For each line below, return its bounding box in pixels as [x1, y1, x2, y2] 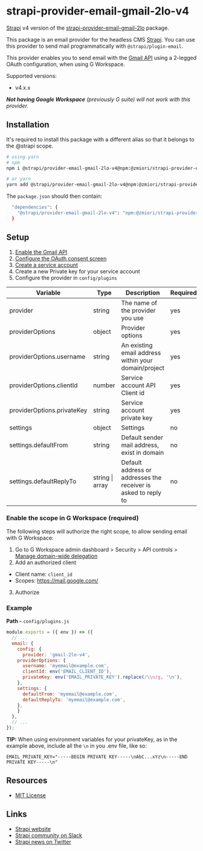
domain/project [121, 364, 165, 372]
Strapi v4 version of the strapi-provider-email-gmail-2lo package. [6, 24, 169, 31]
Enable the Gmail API [14, 248, 68, 255]
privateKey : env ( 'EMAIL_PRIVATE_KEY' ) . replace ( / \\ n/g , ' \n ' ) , [22, 674, 182, 680]
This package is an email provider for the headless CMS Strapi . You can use [6, 36, 195, 43]
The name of [121, 298, 158, 307]
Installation [6, 120, 50, 130]
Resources [6, 775, 48, 786]
